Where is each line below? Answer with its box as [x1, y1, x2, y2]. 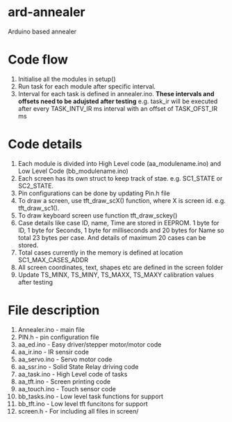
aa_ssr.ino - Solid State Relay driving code [17, 362, 139, 370]
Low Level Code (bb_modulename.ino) [17, 167, 129, 175]
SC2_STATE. [17, 181, 54, 190]
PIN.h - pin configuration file [17, 333, 99, 341]
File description [8, 303, 100, 318]
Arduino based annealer [8, 27, 77, 36]
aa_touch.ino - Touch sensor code [17, 384, 117, 393]
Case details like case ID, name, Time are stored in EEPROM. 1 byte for [17, 218, 219, 227]
